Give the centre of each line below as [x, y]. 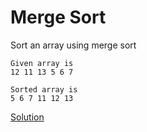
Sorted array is [44, 89]
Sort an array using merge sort [73, 45]
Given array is [42, 63]
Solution [27, 117]
